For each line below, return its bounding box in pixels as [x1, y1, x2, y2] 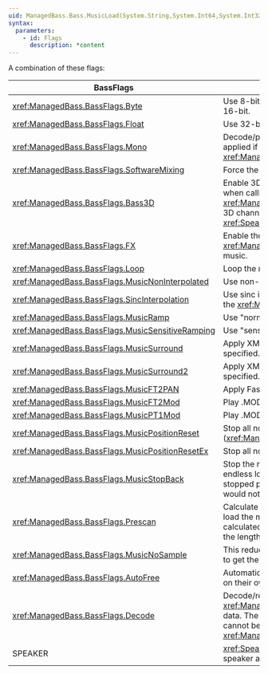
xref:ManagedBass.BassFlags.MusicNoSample [12, 550, 187, 561]
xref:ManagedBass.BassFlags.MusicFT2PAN [12, 384, 179, 395]
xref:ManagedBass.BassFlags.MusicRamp [12, 312, 170, 323]
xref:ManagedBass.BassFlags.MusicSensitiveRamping [12, 325, 215, 336]
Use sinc [223, 289, 256, 300]
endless [223, 468, 253, 479]
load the [223, 511, 254, 522]
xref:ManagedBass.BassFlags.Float [12, 119, 144, 130]
